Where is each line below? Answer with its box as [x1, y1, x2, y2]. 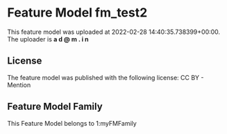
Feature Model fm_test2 [7, 5, 148, 21]
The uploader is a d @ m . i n [7, 35, 89, 43]
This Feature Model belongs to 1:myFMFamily [7, 119, 137, 127]
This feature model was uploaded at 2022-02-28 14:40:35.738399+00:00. [7, 28, 221, 36]
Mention [7, 81, 31, 89]
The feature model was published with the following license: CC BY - [7, 73, 204, 82]
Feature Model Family [7, 101, 103, 113]
